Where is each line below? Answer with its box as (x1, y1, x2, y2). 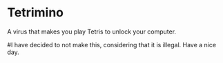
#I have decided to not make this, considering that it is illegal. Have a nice (7, 40, 216, 49)
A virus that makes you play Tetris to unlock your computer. (7, 27, 177, 36)
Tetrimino (7, 5, 64, 21)
